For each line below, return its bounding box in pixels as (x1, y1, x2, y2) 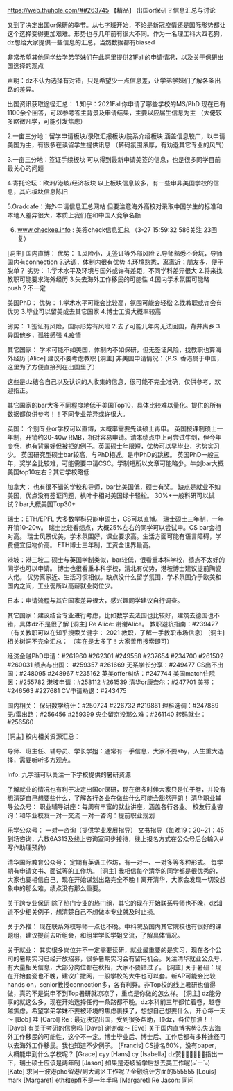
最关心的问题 (7, 164, 44, 172)
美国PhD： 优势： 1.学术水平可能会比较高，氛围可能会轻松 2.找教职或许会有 (7, 299, 223, 307)
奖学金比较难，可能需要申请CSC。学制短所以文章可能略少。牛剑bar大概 (19, 459, 224, 467)
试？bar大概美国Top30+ (7, 500, 76, 508)
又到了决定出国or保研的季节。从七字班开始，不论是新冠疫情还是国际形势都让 (7, 21, 226, 29)
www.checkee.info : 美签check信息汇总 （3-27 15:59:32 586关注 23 (17, 226, 212, 234)
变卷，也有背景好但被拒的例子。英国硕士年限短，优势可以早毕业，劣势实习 (7, 442, 220, 450)
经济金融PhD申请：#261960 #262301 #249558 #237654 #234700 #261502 (7, 652, 224, 660)
